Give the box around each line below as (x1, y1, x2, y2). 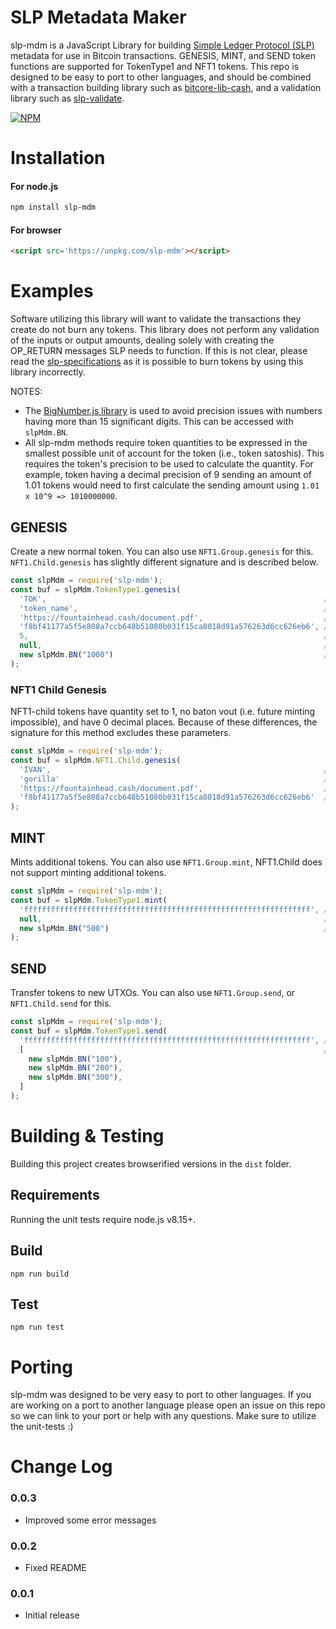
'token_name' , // (19, 603, 333, 613)
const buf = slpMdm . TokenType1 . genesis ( (10, 584, 182, 595)
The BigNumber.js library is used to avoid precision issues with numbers (24, 405, 323, 417)
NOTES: (10, 386, 43, 398)
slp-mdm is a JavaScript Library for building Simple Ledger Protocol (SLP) (10, 39, 315, 51)
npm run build (10, 1269, 70, 1279)
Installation (10, 147, 106, 170)
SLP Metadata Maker (10, 6, 187, 29)
